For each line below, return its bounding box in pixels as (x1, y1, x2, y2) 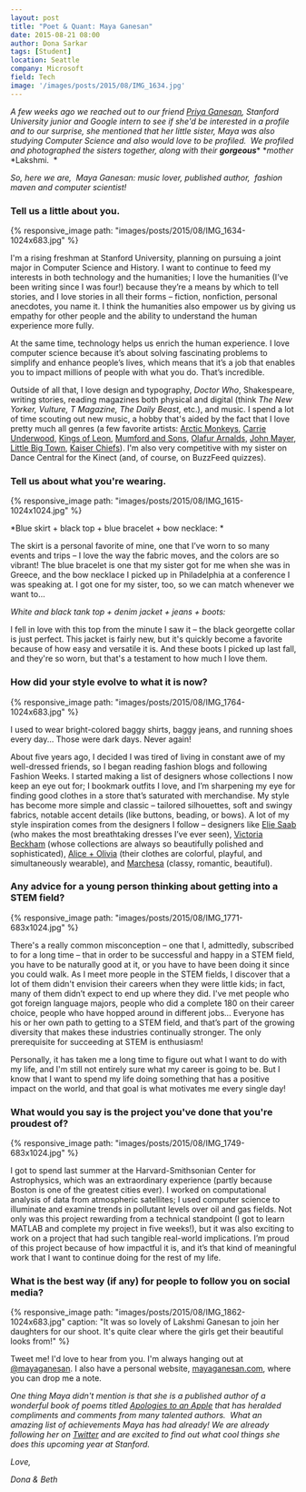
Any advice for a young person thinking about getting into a (10, 880, 279, 893)
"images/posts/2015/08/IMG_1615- (114, 495, 244, 506)
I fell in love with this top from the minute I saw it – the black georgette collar (10, 624, 296, 635)
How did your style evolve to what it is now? (10, 675, 208, 688)
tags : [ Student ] (10, 47, 72, 56)
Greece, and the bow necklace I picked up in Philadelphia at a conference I (10, 570, 291, 581)
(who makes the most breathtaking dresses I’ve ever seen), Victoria (10, 828, 263, 839)
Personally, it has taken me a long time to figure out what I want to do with (10, 1053, 287, 1065)
